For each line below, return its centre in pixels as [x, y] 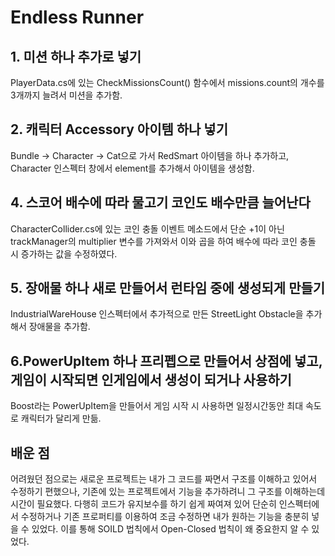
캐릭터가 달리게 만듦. [61, 418]
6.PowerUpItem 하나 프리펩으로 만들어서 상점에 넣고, [166, 361]
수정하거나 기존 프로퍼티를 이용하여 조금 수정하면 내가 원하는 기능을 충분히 [165, 517]
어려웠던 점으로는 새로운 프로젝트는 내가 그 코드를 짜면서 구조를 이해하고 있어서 [164, 479]
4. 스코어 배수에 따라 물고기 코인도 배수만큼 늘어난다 [160, 202]
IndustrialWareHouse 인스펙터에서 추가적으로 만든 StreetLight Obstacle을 [157, 314]
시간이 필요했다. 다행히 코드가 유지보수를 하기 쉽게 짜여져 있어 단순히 [143, 504]
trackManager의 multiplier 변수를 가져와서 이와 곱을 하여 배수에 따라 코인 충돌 [163, 241]
